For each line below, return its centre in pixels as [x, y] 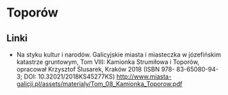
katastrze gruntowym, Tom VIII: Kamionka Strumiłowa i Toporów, [108, 62]
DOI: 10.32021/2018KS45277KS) [69, 76]
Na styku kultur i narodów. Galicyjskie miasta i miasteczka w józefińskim [118, 54]
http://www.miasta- [144, 76]
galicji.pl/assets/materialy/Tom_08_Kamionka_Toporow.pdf [100, 84]
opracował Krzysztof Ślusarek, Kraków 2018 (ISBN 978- [95, 69]
